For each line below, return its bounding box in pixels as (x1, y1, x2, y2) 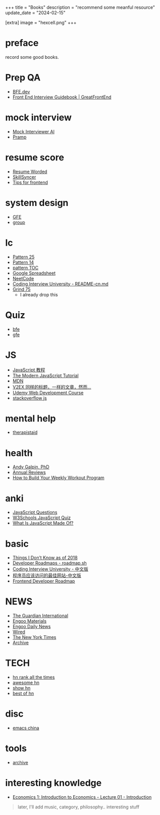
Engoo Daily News (12, 624, 51, 630)
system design (5, 197, 69, 209)
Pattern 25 (12, 254, 35, 260)
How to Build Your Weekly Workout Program (12, 474, 104, 481)
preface (5, 38, 39, 49)
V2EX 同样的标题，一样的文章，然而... (12, 384, 91, 390)
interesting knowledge (5, 777, 102, 789)
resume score (5, 152, 65, 163)
